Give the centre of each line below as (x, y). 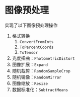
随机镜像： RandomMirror (36, 77)
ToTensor (29, 53)
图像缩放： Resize (30, 83)
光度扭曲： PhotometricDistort (43, 58)
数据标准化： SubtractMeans (40, 89)
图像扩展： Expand (30, 64)
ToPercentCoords (36, 47)
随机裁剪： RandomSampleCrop (41, 70)
